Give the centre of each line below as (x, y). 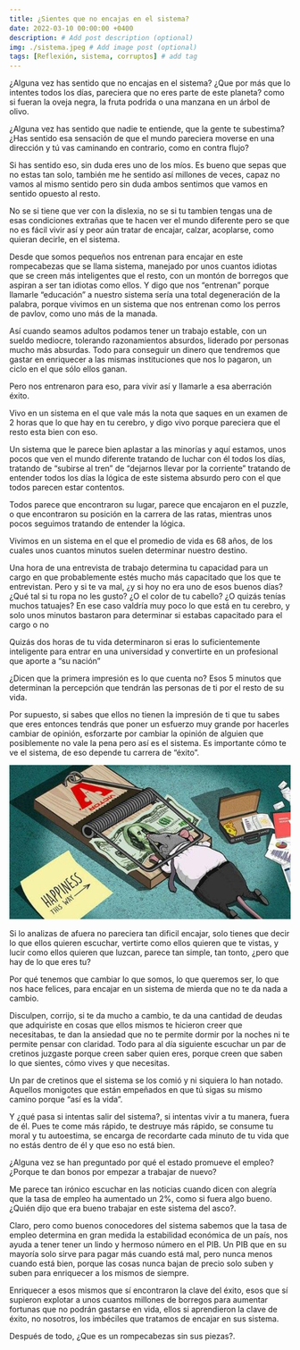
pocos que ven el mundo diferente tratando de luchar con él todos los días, (147, 459)
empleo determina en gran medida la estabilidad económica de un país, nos (149, 1235)
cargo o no (29, 625)
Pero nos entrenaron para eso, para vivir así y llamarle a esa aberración (141, 386)
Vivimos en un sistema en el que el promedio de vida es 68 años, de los (141, 541)
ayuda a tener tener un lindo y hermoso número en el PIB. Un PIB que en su (148, 1244)
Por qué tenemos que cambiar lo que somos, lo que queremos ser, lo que (144, 979)
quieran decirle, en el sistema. (65, 239)
